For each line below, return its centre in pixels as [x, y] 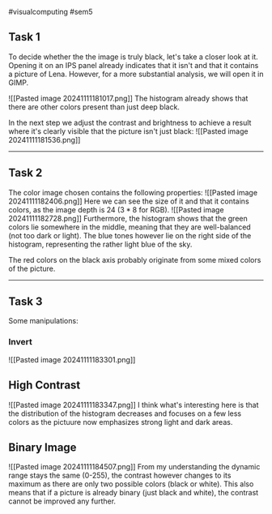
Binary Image [42, 447]
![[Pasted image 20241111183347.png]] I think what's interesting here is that [134, 405]
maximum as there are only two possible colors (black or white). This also [131, 484]
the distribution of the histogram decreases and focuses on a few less [125, 413]
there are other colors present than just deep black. [94, 107]
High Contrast [45, 385]
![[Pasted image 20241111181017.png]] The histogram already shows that [128, 98]
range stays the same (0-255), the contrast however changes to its [120, 475]
